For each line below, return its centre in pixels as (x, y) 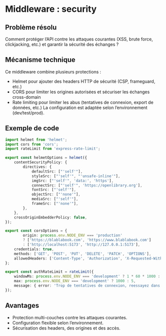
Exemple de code (32, 129)
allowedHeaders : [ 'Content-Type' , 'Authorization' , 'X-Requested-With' (89, 258)
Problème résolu (31, 27)
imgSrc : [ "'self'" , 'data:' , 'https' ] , (72, 181)
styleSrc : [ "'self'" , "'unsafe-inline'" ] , (76, 176)
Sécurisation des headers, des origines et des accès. (66, 328)
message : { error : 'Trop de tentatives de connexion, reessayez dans (87, 286)
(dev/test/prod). (28, 112)
